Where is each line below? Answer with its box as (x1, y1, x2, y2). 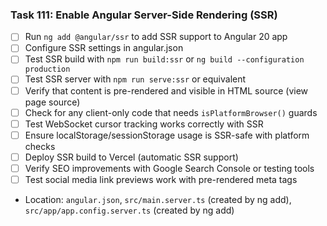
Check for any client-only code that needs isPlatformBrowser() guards (24, 106, 318, 118)
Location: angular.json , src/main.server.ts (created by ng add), (24, 193, 292, 205)
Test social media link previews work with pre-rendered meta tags (24, 173, 298, 185)
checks (24, 140, 56, 152)
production (24, 64, 71, 75)
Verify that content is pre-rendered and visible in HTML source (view (24, 84, 309, 97)
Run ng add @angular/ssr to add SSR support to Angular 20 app (24, 31, 288, 43)
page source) (24, 96, 81, 108)
